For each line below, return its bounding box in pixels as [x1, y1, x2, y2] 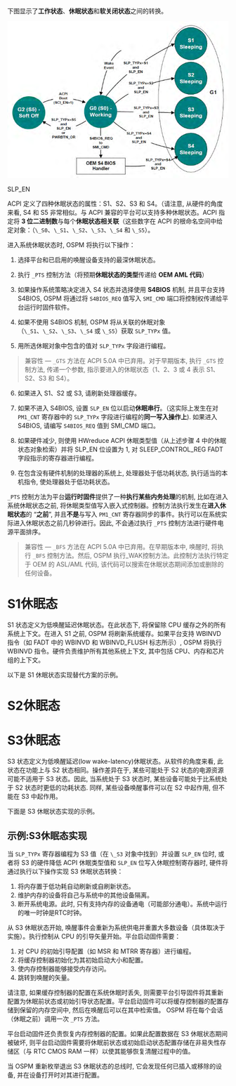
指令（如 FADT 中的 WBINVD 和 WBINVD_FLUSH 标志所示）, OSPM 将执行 [7, 638, 223, 647]
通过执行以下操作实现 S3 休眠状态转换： [7, 867, 124, 875]
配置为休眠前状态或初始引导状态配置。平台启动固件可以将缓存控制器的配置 [7, 997, 223, 1005]
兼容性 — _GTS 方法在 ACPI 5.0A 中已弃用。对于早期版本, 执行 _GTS [24, 357, 216, 365]
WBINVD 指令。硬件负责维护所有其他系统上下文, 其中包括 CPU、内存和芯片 [7, 647, 225, 655]
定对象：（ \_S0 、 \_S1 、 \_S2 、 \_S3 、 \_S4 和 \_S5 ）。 [7, 226, 155, 234]
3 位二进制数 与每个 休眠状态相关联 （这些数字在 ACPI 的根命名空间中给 [20, 217, 223, 225]
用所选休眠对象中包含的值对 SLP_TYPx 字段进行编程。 [17, 342, 170, 350]
